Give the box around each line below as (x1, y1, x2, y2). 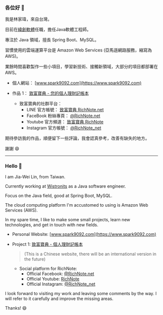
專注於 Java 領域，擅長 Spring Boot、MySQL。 (5, 37, 99, 43)
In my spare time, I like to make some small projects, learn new (5, 216, 130, 222)
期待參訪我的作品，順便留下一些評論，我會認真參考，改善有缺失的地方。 (5, 135, 149, 141)
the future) (24, 256, 46, 262)
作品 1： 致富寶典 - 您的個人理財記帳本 (12, 90, 89, 96)
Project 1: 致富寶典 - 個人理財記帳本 (12, 241, 83, 247)
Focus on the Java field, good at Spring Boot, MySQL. (5, 192, 113, 198)
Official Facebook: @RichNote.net (26, 271, 95, 277)
